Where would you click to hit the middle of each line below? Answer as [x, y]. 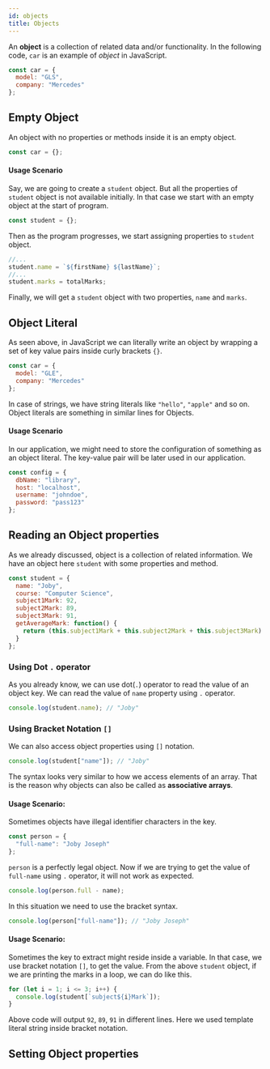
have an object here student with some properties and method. [113, 563]
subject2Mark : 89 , [47, 608]
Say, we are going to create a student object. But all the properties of [123, 188]
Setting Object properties [74, 1054]
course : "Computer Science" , [65, 593]
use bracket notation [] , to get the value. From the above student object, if [133, 965]
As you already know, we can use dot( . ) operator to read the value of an [129, 684]
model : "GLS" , [39, 78]
